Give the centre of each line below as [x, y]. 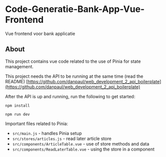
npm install [17, 106]
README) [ [17, 81]
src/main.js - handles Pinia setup [47, 133]
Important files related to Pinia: [37, 124]
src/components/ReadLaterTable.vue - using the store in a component [83, 149]
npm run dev [17, 114]
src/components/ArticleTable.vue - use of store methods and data [81, 144]
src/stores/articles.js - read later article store [62, 139]
